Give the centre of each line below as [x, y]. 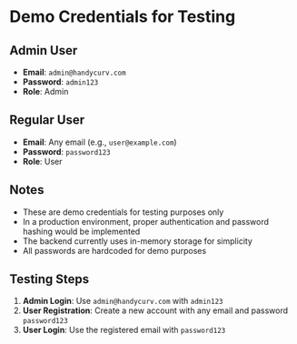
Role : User [42, 161]
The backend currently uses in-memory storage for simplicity [137, 241]
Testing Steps [49, 279]
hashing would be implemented [81, 231]
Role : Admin [45, 91]
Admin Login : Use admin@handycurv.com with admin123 [123, 301]
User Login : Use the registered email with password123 [124, 330]
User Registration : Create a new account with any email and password [155, 310]
